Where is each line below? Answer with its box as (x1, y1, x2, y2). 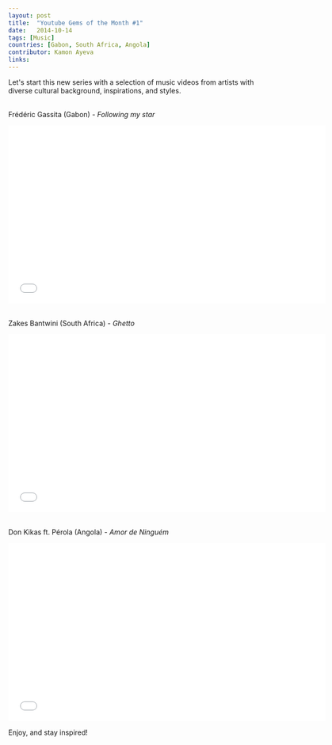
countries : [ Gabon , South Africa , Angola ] (8, 41, 151, 49)
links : (8, 56, 30, 64)
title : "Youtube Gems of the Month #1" (8, 19, 144, 27)
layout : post (8, 11, 52, 20)
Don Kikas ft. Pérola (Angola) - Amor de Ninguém (8, 527, 169, 537)
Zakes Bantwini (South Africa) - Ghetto (8, 318, 135, 328)
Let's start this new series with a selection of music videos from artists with (8, 77, 254, 87)
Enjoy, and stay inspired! (8, 728, 89, 737)
